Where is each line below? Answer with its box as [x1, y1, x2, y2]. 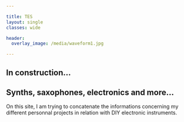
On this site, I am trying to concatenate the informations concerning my [6, 103, 179, 110]
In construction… [6, 67, 72, 77]
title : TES [6, 13, 33, 19]
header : [6, 35, 25, 41]
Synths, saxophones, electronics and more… [6, 87, 175, 97]
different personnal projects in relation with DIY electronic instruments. [6, 109, 178, 116]
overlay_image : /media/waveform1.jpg [11, 40, 104, 47]
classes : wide [6, 25, 41, 30]
